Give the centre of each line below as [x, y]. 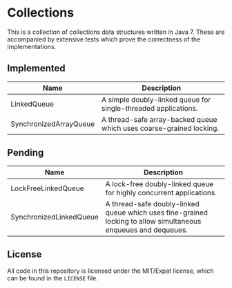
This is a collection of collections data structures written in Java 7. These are [116, 32]
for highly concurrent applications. [161, 192]
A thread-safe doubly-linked [153, 204]
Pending [26, 153]
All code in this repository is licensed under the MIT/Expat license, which [110, 271]
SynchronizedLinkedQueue [55, 217]
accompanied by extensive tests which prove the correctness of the [104, 39]
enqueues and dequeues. [147, 230]
